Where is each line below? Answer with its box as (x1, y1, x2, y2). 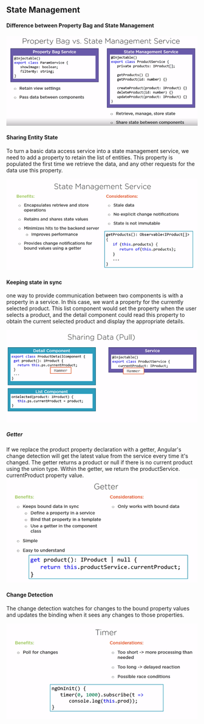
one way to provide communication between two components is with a (6, 292, 183, 299)
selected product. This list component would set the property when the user (6, 305, 197, 312)
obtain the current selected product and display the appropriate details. (6, 318, 185, 325)
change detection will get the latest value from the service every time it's (6, 452, 188, 459)
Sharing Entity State (6, 134, 58, 141)
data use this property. (6, 166, 63, 174)
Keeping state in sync (6, 279, 63, 286)
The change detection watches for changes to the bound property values (6, 604, 190, 612)
